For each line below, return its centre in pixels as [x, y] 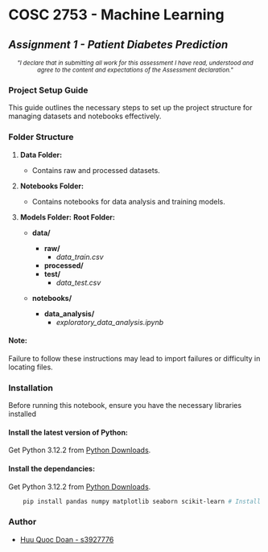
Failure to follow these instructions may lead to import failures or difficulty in [134, 358]
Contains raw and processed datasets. [96, 170]
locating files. [31, 367]
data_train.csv [80, 257]
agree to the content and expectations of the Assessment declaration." [135, 70]
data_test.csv [78, 282]
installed [23, 414]
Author [23, 522]
